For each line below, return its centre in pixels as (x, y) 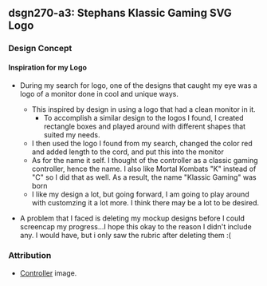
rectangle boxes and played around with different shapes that (144, 126)
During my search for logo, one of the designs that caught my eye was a (138, 85)
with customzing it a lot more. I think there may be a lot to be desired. (145, 202)
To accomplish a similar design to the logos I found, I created (143, 117)
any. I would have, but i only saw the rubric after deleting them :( (125, 235)
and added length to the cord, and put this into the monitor (128, 152)
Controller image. (48, 273)
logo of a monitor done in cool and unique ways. (99, 93)
